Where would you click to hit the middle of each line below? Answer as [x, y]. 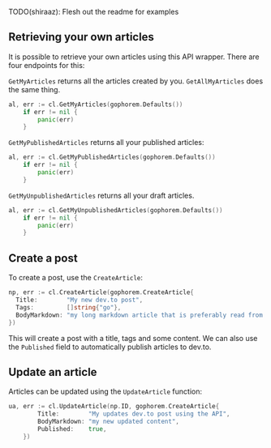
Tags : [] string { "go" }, [69, 307]
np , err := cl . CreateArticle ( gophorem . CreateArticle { [101, 292]
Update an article [53, 372]
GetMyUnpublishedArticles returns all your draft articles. [101, 195]
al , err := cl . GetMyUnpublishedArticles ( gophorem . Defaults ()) [116, 210]
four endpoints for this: [47, 65]
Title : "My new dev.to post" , [80, 300]
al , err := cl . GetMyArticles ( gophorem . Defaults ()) [96, 105]
